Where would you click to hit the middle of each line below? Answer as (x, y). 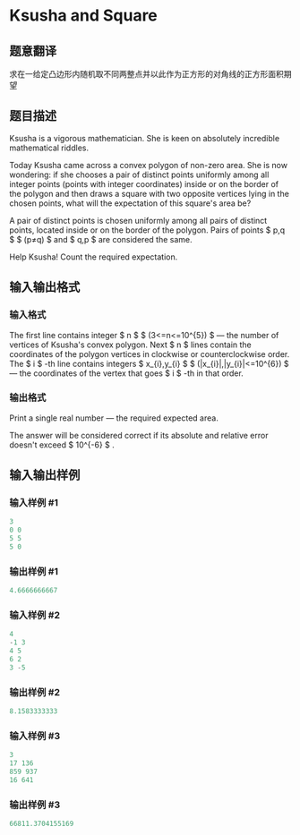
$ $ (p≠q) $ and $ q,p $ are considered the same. (101, 239)
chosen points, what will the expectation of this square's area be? (130, 203)
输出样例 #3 (35, 805)
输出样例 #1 (34, 571)
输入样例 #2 (35, 616)
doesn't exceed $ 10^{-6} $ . (62, 445)
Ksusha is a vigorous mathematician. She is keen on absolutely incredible (145, 138)
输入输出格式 (45, 287)
